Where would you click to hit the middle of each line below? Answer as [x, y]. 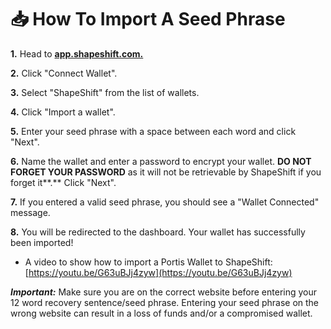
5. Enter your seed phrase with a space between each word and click [153, 131]
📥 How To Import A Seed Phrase [148, 19]
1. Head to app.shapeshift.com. [77, 53]
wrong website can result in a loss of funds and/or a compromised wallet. [161, 313]
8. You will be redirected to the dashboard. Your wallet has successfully [158, 232]
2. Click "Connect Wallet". [64, 73]
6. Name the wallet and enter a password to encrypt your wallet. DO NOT [161, 161]
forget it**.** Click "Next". [63, 182]
